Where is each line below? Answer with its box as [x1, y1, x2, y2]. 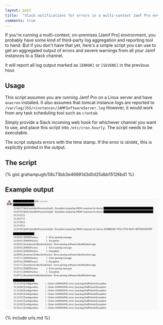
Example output [5, 186, 54, 194]
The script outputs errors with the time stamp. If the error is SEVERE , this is [5, 139, 152, 145]
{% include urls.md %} [5, 315, 50, 321]
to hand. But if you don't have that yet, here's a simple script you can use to [5, 42, 156, 48]
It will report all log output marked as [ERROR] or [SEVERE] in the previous [5, 62, 149, 68]
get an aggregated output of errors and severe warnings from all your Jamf [5, 48, 155, 54]
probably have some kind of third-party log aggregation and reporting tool [5, 37, 153, 43]
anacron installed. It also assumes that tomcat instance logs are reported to [5, 100, 155, 106]
